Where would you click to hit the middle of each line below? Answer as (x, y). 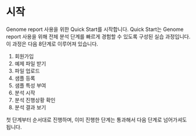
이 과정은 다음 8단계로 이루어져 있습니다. (52, 44)
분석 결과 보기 (30, 107)
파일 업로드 (27, 71)
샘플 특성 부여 (30, 85)
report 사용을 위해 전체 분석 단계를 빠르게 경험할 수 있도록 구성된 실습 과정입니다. (98, 36)
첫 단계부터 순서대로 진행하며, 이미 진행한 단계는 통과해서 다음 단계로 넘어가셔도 (97, 120)
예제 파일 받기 (30, 63)
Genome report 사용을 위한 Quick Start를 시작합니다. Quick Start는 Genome (95, 29)
